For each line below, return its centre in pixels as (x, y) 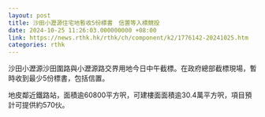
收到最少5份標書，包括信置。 (62, 78)
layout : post (30, 15)
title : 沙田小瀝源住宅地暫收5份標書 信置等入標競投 (84, 23)
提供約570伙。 (45, 105)
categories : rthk (37, 45)
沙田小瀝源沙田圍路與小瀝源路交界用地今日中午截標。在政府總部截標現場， (129, 69)
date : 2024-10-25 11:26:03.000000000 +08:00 (82, 30)
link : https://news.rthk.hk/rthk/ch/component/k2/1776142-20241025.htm (128, 38)
